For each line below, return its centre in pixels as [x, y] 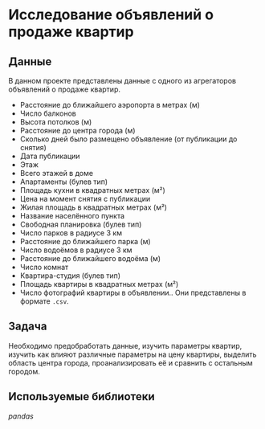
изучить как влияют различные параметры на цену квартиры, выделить [132, 354]
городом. [24, 371]
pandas [21, 416]
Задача [28, 327]
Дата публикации [50, 156]
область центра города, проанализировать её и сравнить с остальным [130, 362]
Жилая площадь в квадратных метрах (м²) [93, 207]
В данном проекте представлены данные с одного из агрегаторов [122, 81]
